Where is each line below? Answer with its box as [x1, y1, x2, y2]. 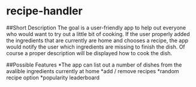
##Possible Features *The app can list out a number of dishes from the [6, 61, 182, 68]
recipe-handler [6, 4, 83, 18]
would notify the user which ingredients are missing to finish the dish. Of [6, 43, 186, 50]
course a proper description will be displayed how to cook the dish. [6, 49, 173, 56]
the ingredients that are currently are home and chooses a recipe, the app [6, 37, 189, 44]
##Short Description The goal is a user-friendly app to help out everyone [6, 24, 186, 31]
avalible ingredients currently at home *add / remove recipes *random [6, 67, 179, 74]
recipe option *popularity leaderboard [6, 74, 100, 81]
